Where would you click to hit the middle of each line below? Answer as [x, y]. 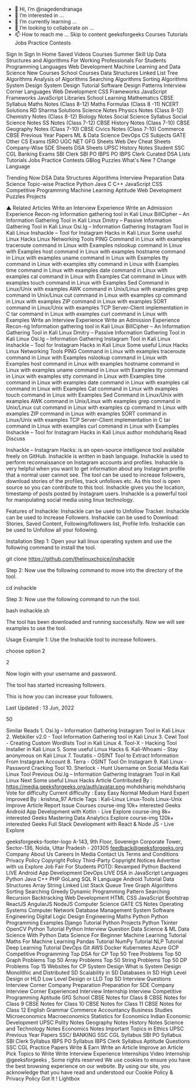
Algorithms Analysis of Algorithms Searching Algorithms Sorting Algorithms [97, 79]
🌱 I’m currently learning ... [46, 21]
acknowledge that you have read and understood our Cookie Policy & [90, 1072]
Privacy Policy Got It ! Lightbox [43, 1079]
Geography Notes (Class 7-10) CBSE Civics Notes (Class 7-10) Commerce [95, 129]
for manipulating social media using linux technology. [70, 500]
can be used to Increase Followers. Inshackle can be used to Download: [93, 517]
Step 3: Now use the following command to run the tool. [73, 599]
